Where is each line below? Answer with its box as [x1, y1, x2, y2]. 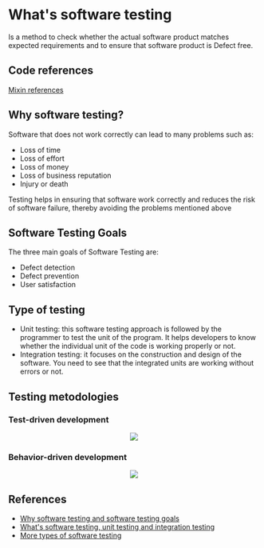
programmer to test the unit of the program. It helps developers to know [19, 333, 257, 342]
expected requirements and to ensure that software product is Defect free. [8, 40, 254, 50]
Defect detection [19, 262, 76, 273]
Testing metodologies [8, 390, 120, 403]
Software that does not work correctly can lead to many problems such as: [8, 130, 254, 139]
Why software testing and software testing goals [19, 514, 179, 523]
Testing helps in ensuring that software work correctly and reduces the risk [8, 194, 255, 204]
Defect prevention [19, 271, 80, 281]
